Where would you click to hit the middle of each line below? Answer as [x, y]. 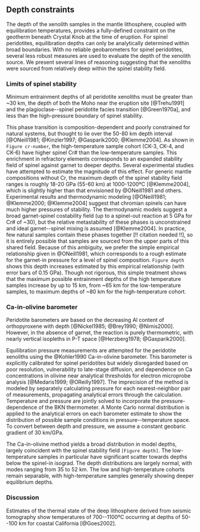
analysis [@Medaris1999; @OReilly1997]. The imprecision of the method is [97, 382]
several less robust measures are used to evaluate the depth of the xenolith [99, 55]
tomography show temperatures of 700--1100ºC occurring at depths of [93, 517]
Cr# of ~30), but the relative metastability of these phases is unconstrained [99, 222]
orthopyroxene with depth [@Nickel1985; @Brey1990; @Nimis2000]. [90, 326]
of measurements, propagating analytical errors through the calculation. [94, 395]
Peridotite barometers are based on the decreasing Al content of [85, 320]
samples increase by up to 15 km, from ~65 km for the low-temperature [94, 286]
